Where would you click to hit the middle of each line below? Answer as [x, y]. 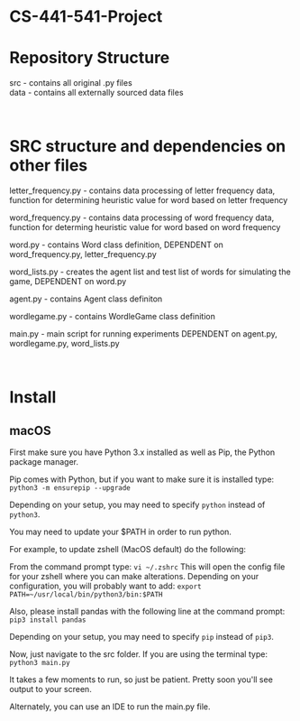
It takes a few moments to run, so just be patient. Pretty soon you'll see [141, 679]
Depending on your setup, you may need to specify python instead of [137, 505]
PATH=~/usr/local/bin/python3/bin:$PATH [86, 595]
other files [49, 166]
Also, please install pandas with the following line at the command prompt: [147, 612]
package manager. [44, 462]
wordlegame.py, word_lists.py [64, 344]
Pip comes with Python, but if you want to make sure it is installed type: [142, 479]
